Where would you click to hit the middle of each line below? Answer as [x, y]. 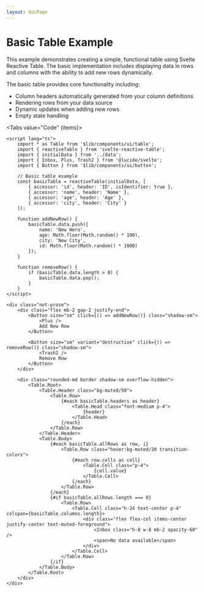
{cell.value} [110, 471]
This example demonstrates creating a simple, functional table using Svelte [101, 59]
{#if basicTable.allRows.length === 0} [100, 497]
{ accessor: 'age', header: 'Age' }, [76, 197]
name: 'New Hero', [62, 230]
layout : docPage [27, 12]
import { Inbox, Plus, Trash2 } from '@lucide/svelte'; [90, 160]
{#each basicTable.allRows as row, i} [99, 444]
